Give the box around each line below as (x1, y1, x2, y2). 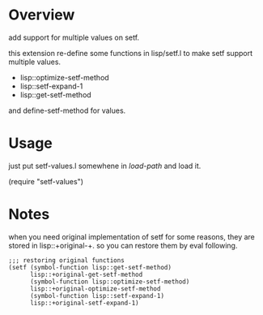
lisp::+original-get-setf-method (29, 270, 143, 278)
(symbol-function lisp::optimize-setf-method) (29, 278, 190, 286)
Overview (8, 6, 75, 24)
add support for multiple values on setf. (8, 32, 140, 42)
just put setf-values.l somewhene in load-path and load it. (8, 161, 201, 170)
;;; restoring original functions (8, 256, 125, 265)
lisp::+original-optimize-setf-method (29, 284, 161, 293)
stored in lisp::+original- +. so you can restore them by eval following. (8, 240, 238, 250)
